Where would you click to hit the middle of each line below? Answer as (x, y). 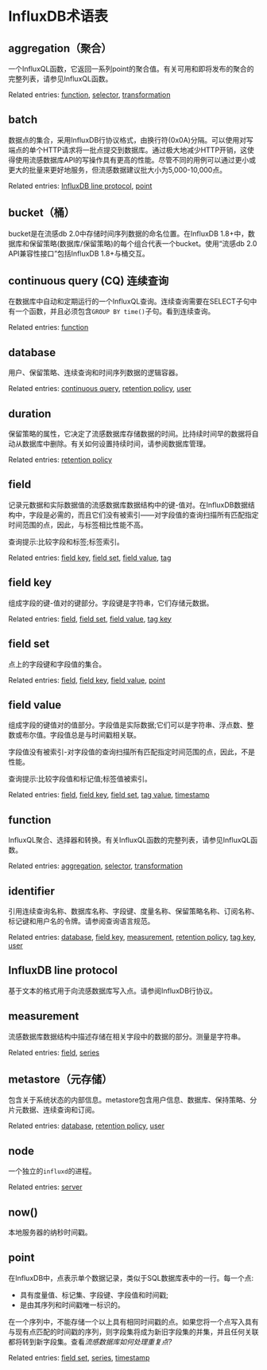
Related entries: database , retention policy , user (87, 1126)
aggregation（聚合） (60, 48)
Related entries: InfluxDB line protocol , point (80, 186)
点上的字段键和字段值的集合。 (57, 664)
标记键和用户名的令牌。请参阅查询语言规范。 (81, 921)
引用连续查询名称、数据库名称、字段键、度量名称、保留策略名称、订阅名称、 (133, 911)
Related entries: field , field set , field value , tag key (90, 619)
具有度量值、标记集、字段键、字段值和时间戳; (94, 1294)
